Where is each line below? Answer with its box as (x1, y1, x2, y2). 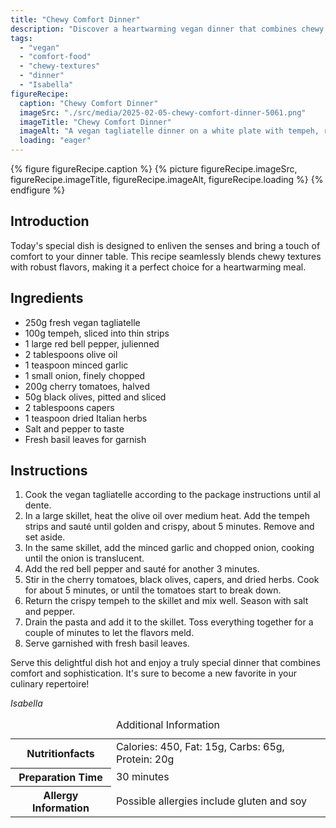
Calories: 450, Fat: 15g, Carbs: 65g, (115, 740, 285, 754)
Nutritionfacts (26, 747, 95, 761)
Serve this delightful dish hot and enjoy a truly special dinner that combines (10, 657, 321, 669)
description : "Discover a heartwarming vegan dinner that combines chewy (10, 24, 325, 34)
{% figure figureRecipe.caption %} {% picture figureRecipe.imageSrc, (10, 163, 298, 175)
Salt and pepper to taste (24, 422, 125, 435)
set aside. (24, 531, 66, 543)
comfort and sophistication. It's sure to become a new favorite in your (10, 667, 298, 680)
